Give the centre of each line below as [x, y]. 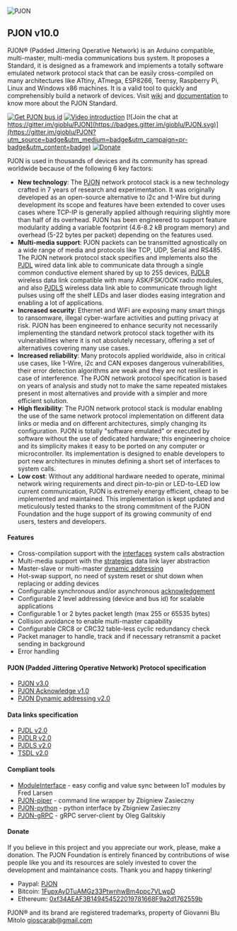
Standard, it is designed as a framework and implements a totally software [116, 65]
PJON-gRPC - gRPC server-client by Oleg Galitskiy [92, 815]
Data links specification [43, 715]
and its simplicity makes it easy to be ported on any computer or [111, 446]
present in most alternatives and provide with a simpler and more [112, 393]
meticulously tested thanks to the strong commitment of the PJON [114, 506]
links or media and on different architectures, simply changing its [112, 423]
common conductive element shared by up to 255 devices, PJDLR [114, 272]
